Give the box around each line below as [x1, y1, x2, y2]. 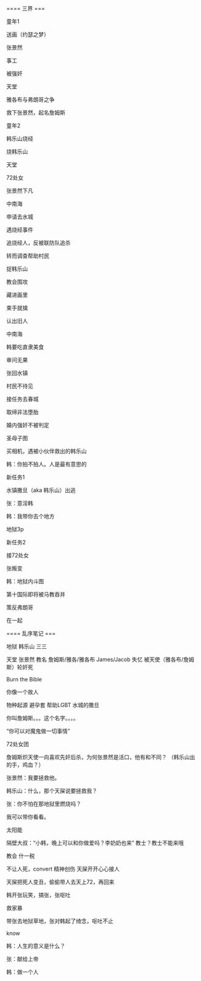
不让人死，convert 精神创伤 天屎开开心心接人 [6, 865, 120, 873]
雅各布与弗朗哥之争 [6, 96, 55, 103]
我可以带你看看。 [6, 813, 49, 820]
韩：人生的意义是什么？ [6, 942, 65, 949]
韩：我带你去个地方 [6, 513, 55, 520]
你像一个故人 [6, 688, 38, 695]
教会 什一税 [6, 852, 35, 859]
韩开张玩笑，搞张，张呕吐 [6, 892, 71, 898]
